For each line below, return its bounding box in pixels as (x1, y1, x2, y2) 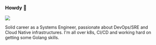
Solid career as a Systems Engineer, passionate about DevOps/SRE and (5, 24, 148, 30)
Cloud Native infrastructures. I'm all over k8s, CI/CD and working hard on (5, 30, 152, 35)
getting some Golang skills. (5, 35, 59, 41)
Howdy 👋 (5, 4, 27, 11)
